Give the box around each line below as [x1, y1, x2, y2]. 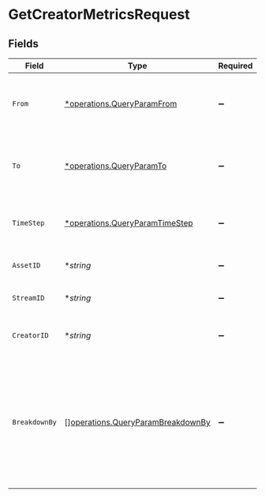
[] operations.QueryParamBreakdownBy [64, 417, 211, 428]
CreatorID [12, 331, 49, 340]
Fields [8, 37, 39, 50]
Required [218, 61, 253, 71]
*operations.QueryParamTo [64, 160, 167, 171]
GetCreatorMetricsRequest [8, 6, 191, 24]
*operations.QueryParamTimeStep [64, 218, 193, 228]
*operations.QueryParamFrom [64, 99, 177, 109]
